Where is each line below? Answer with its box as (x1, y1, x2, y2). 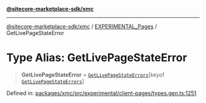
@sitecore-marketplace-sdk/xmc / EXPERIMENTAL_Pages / (6, 23, 158, 30)
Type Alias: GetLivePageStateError (6, 51, 188, 65)
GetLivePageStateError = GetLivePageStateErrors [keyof (21, 71, 165, 78)
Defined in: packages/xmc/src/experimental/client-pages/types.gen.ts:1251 (6, 89, 197, 97)
